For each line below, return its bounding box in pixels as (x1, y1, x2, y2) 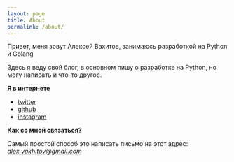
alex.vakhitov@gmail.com (7, 147, 82, 156)
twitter (17, 98, 36, 106)
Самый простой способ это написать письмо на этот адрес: (7, 140, 188, 148)
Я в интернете (7, 84, 50, 93)
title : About (7, 17, 46, 24)
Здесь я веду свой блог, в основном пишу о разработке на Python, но (7, 64, 217, 72)
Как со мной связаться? (7, 126, 82, 135)
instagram (17, 112, 47, 121)
